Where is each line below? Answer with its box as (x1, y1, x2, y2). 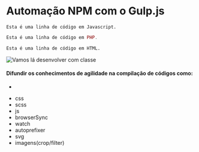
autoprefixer (14, 126, 46, 133)
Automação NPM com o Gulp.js (6, 4, 165, 18)
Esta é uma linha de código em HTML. (6, 45, 101, 51)
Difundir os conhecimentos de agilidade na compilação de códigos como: (6, 70, 193, 77)
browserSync (14, 114, 48, 121)
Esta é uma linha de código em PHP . (6, 34, 98, 40)
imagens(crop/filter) (14, 139, 65, 146)
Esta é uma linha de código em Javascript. (6, 24, 117, 30)
